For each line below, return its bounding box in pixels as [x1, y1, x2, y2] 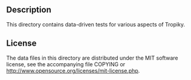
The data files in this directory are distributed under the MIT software [6, 54, 178, 61]
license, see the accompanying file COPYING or [6, 60, 126, 68]
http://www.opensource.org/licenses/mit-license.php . [6, 67, 140, 74]
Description [6, 5, 51, 15]
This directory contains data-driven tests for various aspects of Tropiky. [6, 20, 186, 28]
